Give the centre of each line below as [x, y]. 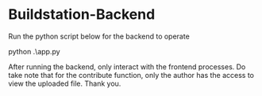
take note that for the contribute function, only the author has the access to [131, 75]
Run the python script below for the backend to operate [99, 36]
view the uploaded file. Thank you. [65, 83]
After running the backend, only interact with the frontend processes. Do [127, 66]
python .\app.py [35, 51]
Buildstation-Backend [82, 15]
